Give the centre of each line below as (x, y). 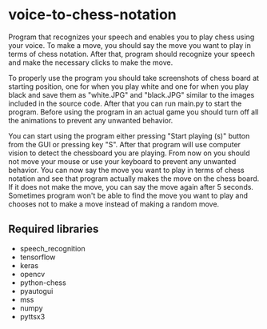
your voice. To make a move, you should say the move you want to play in (130, 45)
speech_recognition (52, 248)
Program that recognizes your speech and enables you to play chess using (132, 37)
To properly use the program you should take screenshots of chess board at (134, 78)
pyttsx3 (32, 316)
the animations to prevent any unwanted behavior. (91, 120)
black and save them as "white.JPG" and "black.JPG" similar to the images (132, 94)
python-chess (43, 283)
